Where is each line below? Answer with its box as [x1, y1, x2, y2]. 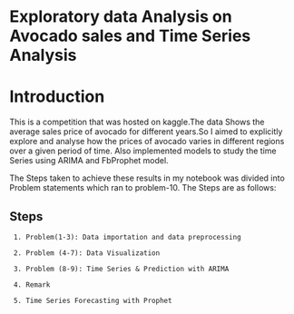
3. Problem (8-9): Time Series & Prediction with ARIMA [13, 264, 230, 273]
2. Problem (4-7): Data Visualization [13, 248, 161, 258]
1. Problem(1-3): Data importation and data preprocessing [13, 232, 242, 241]
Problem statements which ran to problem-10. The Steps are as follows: [9, 182, 277, 193]
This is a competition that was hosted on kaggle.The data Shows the [9, 116, 265, 128]
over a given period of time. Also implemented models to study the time [9, 145, 277, 156]
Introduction [9, 86, 105, 107]
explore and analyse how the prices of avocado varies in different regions [9, 136, 285, 147]
